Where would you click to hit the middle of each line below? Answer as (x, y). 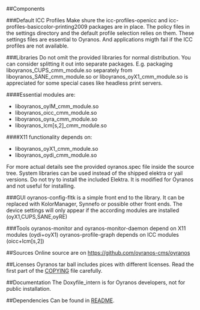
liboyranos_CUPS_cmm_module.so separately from (69, 70)
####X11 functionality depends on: (49, 137)
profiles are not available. (38, 46)
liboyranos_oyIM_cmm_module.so (57, 106)
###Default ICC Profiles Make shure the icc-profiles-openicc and (87, 20)
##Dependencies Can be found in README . (60, 300)
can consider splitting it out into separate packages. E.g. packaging (89, 64)
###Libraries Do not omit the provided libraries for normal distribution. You (98, 57)
